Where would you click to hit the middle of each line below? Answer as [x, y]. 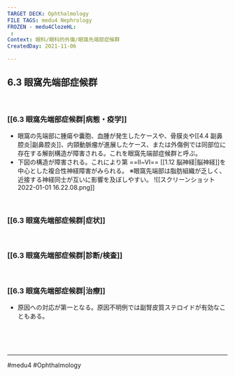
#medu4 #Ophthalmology [44, 365]
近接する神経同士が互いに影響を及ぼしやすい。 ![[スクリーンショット [116, 180]
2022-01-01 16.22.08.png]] [56, 188]
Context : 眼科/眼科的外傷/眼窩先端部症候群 [64, 40]
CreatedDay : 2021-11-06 [42, 46]
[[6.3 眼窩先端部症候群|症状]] [56, 221]
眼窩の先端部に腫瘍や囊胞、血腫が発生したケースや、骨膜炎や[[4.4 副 [117, 136]
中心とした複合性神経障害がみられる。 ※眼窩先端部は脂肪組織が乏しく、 [121, 171]
